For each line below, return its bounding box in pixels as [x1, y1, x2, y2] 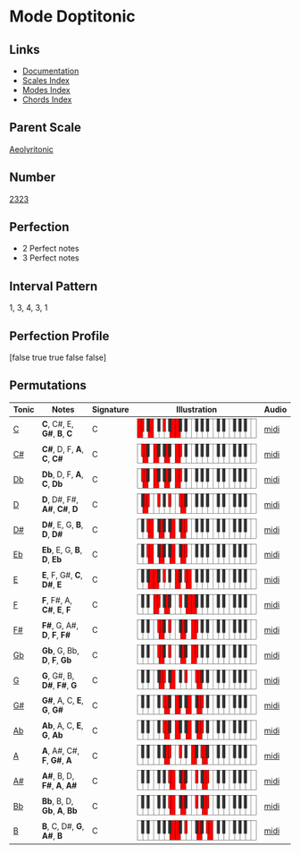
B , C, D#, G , [41, 821, 85, 832]
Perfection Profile [9, 329, 110, 344]
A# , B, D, [41, 771, 75, 781]
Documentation [21, 65, 79, 76]
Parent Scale [9, 120, 82, 135]
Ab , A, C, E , [41, 721, 84, 731]
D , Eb [41, 553, 62, 565]
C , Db [41, 479, 63, 490]
